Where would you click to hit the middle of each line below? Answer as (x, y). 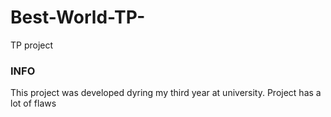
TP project (32, 45)
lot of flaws (33, 103)
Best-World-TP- (78, 17)
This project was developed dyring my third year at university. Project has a (166, 93)
